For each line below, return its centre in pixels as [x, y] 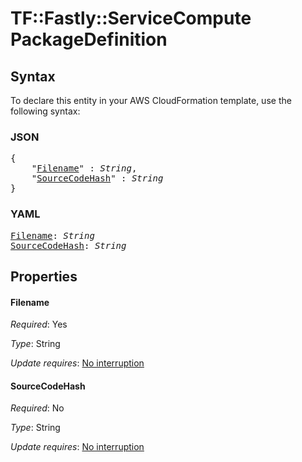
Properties [44, 276]
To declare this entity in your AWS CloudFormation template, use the [151, 100]
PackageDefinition [89, 39]
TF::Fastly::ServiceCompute [131, 18]
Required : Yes [39, 324]
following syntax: [45, 111]
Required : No [37, 408]
